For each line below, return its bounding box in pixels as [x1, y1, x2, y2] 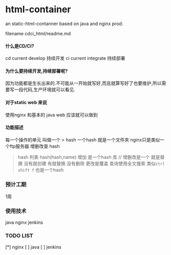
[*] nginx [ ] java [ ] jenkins [5, 244, 61, 250]
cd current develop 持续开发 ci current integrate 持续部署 [5, 55, 125, 61]
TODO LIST [5, 232, 33, 239]
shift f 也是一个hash [17, 166, 64, 173]
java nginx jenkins [5, 219, 44, 226]
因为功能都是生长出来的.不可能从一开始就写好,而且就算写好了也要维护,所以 [5, 80, 162, 87]
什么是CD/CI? [5, 42, 34, 49]
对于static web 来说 [5, 99, 47, 105]
